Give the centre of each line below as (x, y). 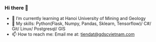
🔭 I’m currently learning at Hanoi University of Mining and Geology (78, 19)
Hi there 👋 (17, 8)
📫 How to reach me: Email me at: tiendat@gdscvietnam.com (73, 34)
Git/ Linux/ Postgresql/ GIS (39, 29)
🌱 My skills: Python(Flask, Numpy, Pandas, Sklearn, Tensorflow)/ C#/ (81, 23)
